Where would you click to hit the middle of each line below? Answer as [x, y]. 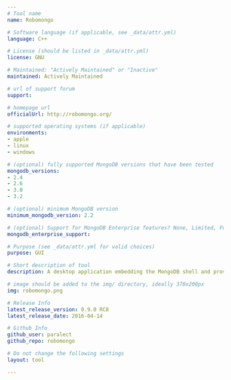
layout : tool [26, 360]
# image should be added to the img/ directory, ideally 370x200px [106, 284]
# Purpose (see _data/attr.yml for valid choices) [81, 246]
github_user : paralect [40, 335]
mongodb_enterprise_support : [49, 234]
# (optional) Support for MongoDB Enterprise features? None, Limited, [112, 228]
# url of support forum [41, 89]
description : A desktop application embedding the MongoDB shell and [109, 272]
